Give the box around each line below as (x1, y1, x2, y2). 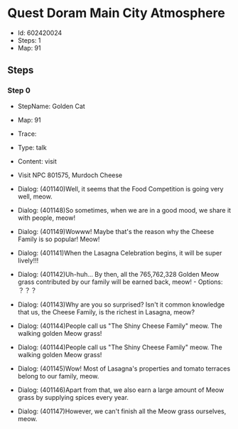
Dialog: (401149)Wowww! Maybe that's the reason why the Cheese (17, 227, 215, 235)
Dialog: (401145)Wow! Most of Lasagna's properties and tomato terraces (17, 364, 231, 373)
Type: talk (17, 143, 48, 152)
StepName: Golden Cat (17, 102, 85, 110)
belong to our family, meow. (17, 371, 99, 380)
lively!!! (17, 256, 39, 265)
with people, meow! (17, 213, 76, 222)
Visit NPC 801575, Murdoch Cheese (17, 171, 123, 179)
